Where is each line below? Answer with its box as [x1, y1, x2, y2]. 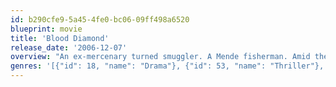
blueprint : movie [10, 24, 83, 34]
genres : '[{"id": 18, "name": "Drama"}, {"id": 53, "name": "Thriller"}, [10, 61, 325, 71]
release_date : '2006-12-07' [10, 42, 128, 53]
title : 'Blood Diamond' [10, 33, 110, 43]
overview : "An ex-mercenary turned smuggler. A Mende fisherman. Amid [10, 52, 311, 62]
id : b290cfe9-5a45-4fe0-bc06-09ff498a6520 [10, 14, 190, 25]
